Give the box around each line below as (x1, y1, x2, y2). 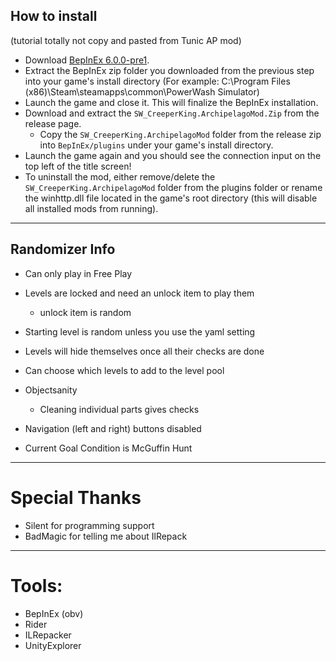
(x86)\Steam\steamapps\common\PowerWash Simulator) (24, 85, 260, 98)
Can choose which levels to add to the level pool (24, 364, 225, 376)
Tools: (10, 574, 63, 597)
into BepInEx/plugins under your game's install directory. (39, 139, 274, 151)
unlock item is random (39, 306, 132, 318)
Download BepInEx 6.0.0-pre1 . (24, 54, 150, 66)
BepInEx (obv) (24, 607, 84, 619)
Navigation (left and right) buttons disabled (24, 422, 202, 434)
